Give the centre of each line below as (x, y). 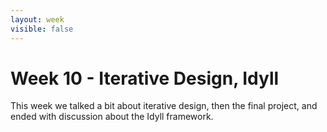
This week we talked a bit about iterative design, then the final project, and (164, 106)
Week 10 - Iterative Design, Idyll (145, 78)
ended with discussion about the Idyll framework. (112, 117)
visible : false (42, 29)
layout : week (37, 19)
